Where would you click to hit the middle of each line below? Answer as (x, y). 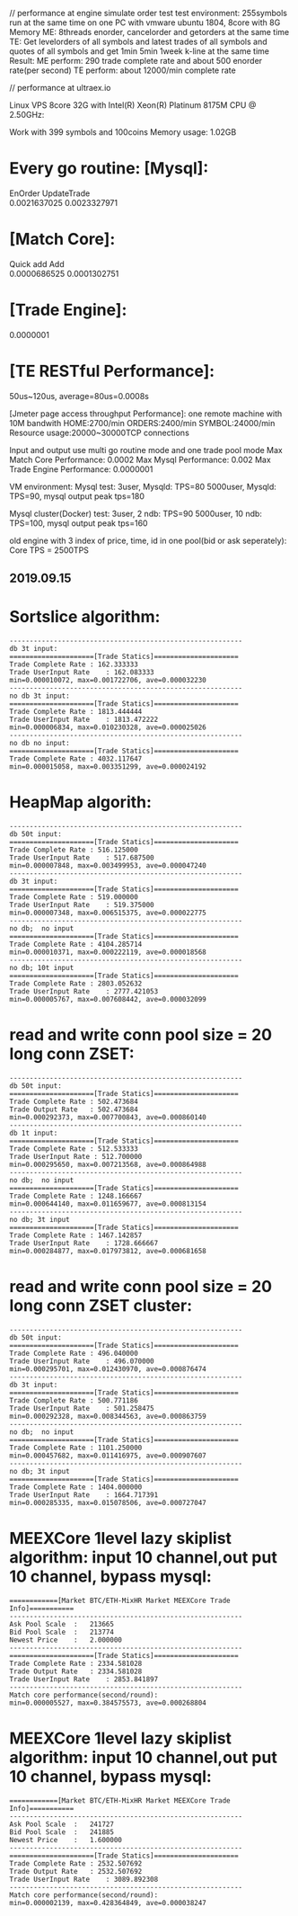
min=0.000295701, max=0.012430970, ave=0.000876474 (108, 1369)
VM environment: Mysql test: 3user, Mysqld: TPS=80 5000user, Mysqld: (143, 486)
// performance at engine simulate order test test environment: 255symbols (148, 13)
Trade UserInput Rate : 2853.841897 (84, 1679)
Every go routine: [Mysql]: (109, 169)
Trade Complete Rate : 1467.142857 (76, 1235)
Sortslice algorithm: (85, 617)
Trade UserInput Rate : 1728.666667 (84, 1243)
